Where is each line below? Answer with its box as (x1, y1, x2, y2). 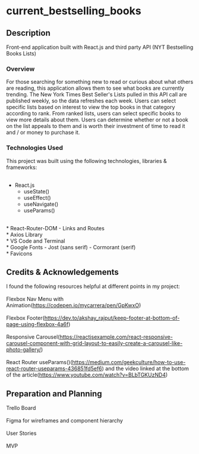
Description (6, 28, 50, 38)
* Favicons (6, 250, 33, 257)
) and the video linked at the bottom (102, 365, 189, 372)
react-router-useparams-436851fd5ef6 (6, 365, 102, 372)
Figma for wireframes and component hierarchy (6, 417, 124, 424)
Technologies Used (6, 144, 64, 152)
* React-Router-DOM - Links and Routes (6, 224, 105, 231)
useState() (23, 187, 49, 195)
